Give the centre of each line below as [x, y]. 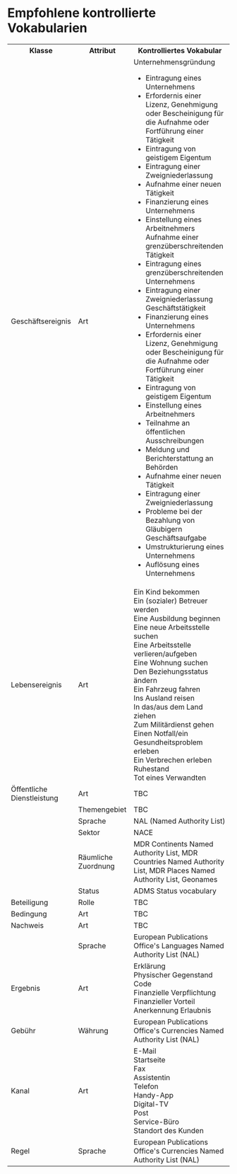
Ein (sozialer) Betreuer [171, 601]
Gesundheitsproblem [168, 742]
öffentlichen [165, 432]
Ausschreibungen [175, 440]
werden [146, 609]
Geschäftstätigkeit [176, 308]
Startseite [150, 1059]
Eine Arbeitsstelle [163, 645]
